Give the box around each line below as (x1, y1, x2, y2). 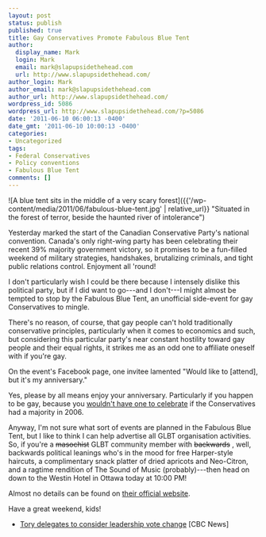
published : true (8, 26, 62, 34)
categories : (8, 129, 48, 137)
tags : (8, 144, 26, 152)
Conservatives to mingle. (8, 302, 90, 312)
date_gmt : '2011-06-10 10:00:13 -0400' (8, 122, 141, 130)
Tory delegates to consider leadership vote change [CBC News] (19, 519, 229, 528)
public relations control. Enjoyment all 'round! (8, 261, 156, 270)
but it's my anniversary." (8, 374, 87, 385)
